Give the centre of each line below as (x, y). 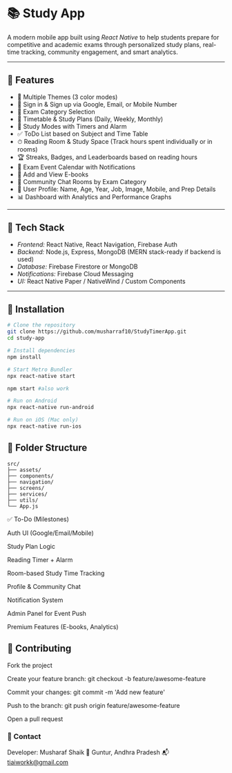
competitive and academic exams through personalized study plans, (104, 44)
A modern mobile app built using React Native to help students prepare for (113, 37)
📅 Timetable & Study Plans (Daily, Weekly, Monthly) (90, 119)
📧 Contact (24, 736)
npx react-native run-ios (44, 426)
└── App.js (23, 506)
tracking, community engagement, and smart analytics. (99, 52)
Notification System (35, 600)
